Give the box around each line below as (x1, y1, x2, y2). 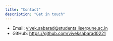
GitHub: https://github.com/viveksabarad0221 (12, 30, 106, 36)
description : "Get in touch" (5, 12, 65, 17)
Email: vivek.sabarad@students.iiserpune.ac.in (12, 25, 108, 31)
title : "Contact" (5, 7, 41, 12)
